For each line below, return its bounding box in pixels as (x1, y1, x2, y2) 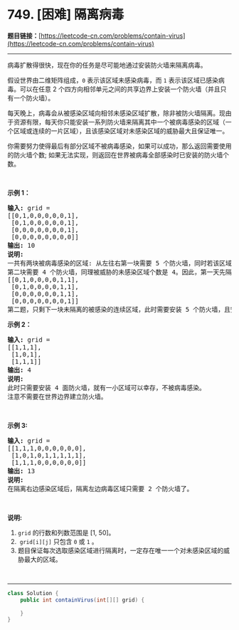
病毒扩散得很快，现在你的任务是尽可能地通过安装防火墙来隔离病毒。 (7, 61, 207, 69)
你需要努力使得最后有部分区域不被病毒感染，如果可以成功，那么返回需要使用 (7, 142, 232, 150)
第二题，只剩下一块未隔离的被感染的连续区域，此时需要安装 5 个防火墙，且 (7, 305, 231, 313)
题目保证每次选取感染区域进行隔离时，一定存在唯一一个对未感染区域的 (17, 546, 224, 555)
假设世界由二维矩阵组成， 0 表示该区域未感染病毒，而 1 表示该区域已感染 (7, 75, 219, 84)
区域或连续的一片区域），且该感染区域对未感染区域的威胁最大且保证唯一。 (13, 126, 229, 135)
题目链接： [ (7, 31, 41, 40)
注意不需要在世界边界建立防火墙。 (7, 392, 107, 401)
